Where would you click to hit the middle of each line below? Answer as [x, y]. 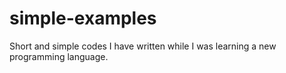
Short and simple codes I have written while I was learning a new [143, 46]
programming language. [59, 56]
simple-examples [83, 18]
